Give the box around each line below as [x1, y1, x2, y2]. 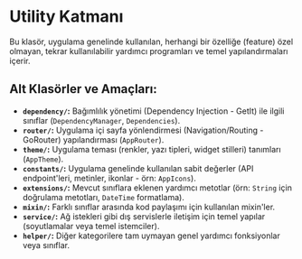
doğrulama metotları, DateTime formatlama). [22, 191, 185, 202]
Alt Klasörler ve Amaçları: [9, 81, 157, 97]
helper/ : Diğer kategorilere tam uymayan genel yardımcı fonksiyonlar [22, 230, 280, 241]
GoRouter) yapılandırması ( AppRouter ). [22, 134, 165, 145]
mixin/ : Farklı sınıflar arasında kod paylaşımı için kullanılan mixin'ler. [22, 201, 276, 212]
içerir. [9, 55, 31, 66]
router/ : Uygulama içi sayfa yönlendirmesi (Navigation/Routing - [22, 125, 264, 135]
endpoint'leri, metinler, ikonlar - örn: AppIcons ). [22, 172, 196, 183]
